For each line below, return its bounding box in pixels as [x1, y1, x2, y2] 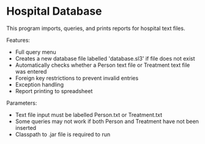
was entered [15, 67, 47, 75]
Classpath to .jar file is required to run [15, 131, 111, 138]
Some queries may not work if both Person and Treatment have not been [15, 118, 199, 125]
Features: [6, 36, 31, 44]
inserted [15, 124, 37, 131]
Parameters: [6, 99, 37, 107]
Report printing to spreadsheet [15, 87, 93, 94]
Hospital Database [6, 4, 102, 18]
